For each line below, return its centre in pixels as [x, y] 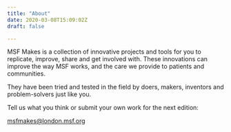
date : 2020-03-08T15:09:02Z [48, 20]
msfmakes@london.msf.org [46, 121]
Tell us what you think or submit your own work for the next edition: [103, 108]
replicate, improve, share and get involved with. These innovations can [108, 59]
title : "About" [29, 13]
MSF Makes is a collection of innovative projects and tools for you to [104, 52]
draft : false [26, 26]
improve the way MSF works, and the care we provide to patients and [106, 67]
